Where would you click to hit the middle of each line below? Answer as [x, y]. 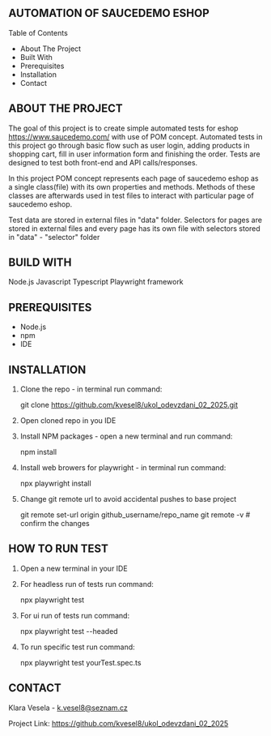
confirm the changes [55, 524]
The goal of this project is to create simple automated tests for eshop [123, 128]
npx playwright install [55, 484]
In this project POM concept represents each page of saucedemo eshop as [133, 178]
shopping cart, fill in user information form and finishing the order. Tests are [134, 154]
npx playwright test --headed [69, 631]
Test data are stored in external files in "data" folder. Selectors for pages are [135, 220]
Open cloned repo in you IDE [68, 421]
